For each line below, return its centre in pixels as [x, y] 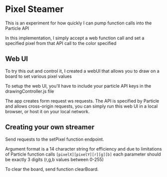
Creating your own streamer [50, 127]
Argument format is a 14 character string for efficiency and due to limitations [83, 149]
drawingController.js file [30, 91]
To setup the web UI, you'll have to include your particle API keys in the [78, 86]
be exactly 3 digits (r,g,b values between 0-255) [54, 159]
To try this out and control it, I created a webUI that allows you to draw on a [82, 71]
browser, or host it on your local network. [47, 111]
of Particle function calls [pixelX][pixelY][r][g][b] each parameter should [83, 154]
